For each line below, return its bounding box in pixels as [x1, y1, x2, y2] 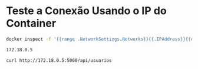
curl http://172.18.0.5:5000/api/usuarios [6, 57, 112, 63]
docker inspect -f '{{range [6, 36, 75, 42]
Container [6, 17, 57, 30]
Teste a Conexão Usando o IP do [6, 4, 167, 18]
